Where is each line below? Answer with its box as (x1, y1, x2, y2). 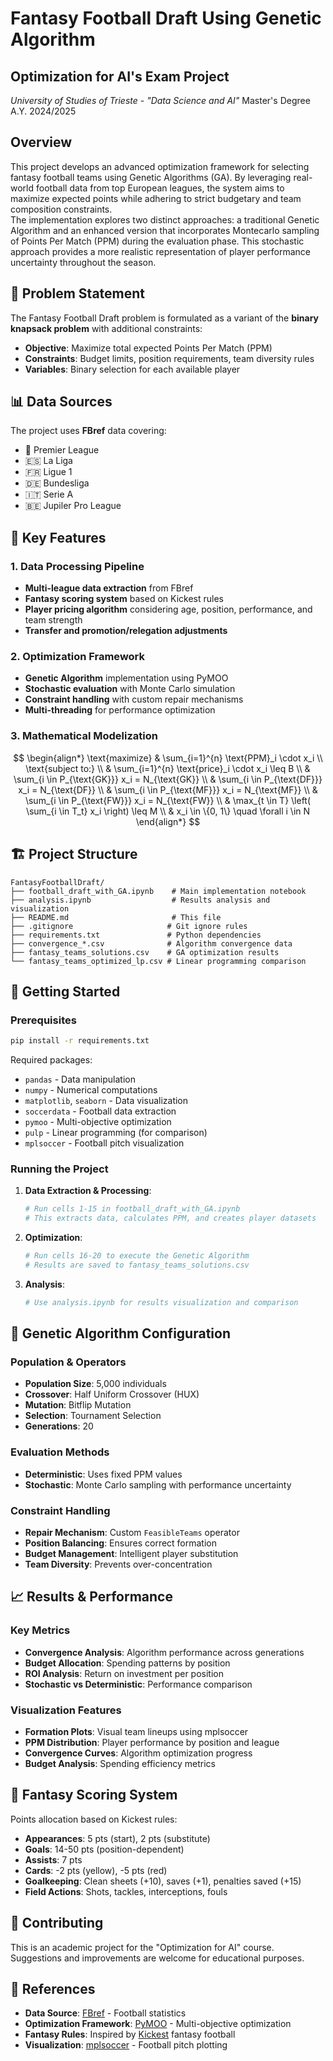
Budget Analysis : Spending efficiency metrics (24, 1758, 217, 1770)
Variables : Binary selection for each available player (24, 363, 241, 375)
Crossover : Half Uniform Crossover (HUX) (24, 1388, 200, 1401)
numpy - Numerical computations (24, 1084, 158, 1096)
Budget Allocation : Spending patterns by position (24, 1657, 231, 1669)
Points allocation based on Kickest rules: (10, 1813, 178, 1825)
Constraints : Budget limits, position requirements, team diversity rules (24, 352, 315, 364)
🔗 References (10, 1981, 96, 1998)
